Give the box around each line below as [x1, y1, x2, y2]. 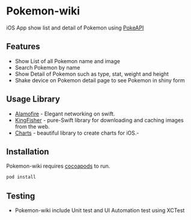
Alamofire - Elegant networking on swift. [14, 110, 115, 117]
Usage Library [6, 94, 60, 105]
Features [6, 41, 40, 52]
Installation [6, 146, 49, 157]
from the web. [14, 123, 50, 130]
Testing [6, 191, 35, 201]
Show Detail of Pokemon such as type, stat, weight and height [14, 70, 169, 78]
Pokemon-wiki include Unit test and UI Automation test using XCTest [14, 207, 185, 214]
